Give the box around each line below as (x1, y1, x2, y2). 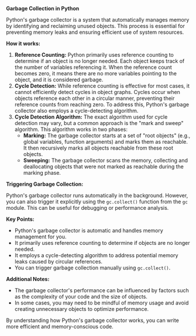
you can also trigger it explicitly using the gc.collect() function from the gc (6, 198, 188, 205)
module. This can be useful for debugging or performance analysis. (6, 205, 169, 211)
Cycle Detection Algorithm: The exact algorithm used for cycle (14, 113, 168, 120)
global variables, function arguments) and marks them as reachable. (23, 138, 188, 145)
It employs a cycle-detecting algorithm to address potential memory (14, 252, 178, 259)
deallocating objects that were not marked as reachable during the (23, 163, 184, 170)
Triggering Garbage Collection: (6, 181, 84, 188)
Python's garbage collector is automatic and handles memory (14, 227, 164, 234)
